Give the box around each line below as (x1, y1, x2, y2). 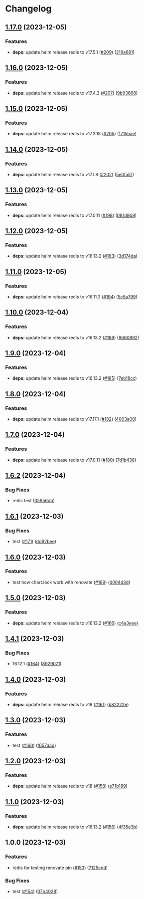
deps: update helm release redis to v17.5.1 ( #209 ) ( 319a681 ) (12, 49, 135, 55)
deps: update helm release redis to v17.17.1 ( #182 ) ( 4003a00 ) (12, 416, 137, 422)
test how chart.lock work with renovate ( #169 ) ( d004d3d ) (12, 579, 131, 585)
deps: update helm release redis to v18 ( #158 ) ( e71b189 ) (12, 783, 128, 789)
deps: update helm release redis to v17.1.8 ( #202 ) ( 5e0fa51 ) (12, 171, 135, 177)
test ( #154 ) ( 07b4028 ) (12, 888, 58, 894)
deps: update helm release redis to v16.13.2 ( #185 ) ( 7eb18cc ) (12, 375, 137, 381)
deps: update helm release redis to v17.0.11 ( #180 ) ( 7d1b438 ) (12, 457, 137, 463)
